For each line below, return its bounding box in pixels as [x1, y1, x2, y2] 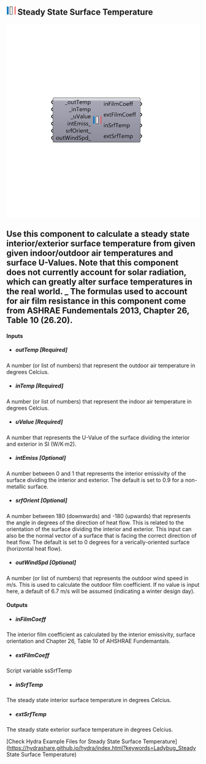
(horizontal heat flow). [6, 544, 63, 552]
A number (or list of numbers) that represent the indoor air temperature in [6, 397, 192, 405]
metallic [6, 483, 26, 490]
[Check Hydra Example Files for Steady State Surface [6, 738, 142, 745]
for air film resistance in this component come [6, 296, 186, 307]
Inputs [6, 332, 23, 340]
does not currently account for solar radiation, [6, 267, 187, 278]
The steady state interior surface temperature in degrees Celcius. [6, 697, 172, 704]
